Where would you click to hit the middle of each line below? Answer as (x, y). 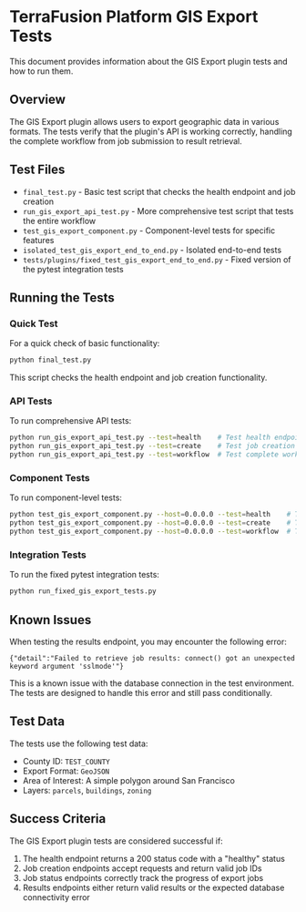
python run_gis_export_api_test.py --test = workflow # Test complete (144, 455)
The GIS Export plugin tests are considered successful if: (116, 841)
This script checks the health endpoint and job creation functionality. (138, 378)
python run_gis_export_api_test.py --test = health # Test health (140, 438)
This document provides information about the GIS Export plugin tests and (149, 61)
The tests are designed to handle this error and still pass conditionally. (141, 692)
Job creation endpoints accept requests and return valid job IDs (142, 868)
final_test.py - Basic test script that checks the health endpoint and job (159, 191)
